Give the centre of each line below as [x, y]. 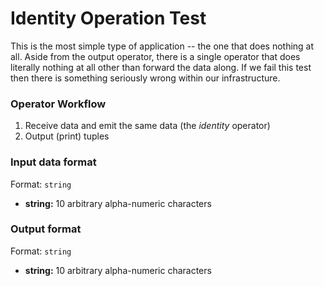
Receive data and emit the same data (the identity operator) [147, 126]
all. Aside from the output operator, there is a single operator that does [155, 56]
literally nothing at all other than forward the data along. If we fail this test [161, 67]
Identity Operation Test [108, 18]
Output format [46, 229]
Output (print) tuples [67, 136]
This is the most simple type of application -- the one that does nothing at [162, 46]
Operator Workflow [58, 104]
